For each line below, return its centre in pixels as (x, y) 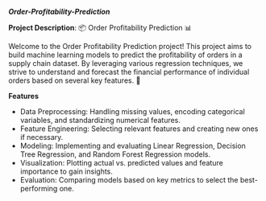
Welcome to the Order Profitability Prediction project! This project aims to (130, 46)
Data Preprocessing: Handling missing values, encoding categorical (133, 111)
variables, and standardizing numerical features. (100, 120)
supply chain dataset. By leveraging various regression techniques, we (126, 63)
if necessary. (42, 137)
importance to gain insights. (66, 171)
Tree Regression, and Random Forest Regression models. (115, 154)
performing (39, 189)
